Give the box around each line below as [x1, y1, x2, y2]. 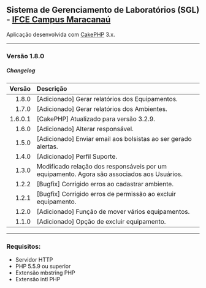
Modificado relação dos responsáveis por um [36, 162, 167, 170]
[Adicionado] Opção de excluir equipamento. [36, 217, 166, 225]
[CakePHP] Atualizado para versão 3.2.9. [36, 115, 155, 123]
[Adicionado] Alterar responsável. [36, 124, 134, 133]
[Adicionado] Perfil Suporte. [36, 152, 118, 161]
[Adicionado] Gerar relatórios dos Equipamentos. [36, 94, 178, 103]
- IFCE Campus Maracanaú [6, 15, 111, 25]
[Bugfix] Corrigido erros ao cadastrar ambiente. [36, 180, 174, 188]
